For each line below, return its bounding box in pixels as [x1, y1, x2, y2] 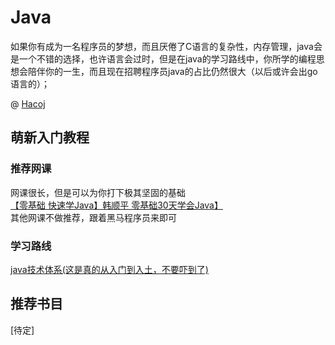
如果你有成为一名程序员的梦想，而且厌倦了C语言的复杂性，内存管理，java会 [10, 40, 323, 52]
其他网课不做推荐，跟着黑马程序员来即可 [10, 211, 177, 223]
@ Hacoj [10, 97, 46, 110]
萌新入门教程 [10, 129, 90, 146]
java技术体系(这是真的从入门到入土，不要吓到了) [10, 263, 209, 275]
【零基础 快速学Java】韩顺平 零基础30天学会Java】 [10, 199, 223, 211]
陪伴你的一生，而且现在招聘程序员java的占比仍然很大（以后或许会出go [27, 65, 318, 77]
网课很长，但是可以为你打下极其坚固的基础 [10, 186, 186, 198]
